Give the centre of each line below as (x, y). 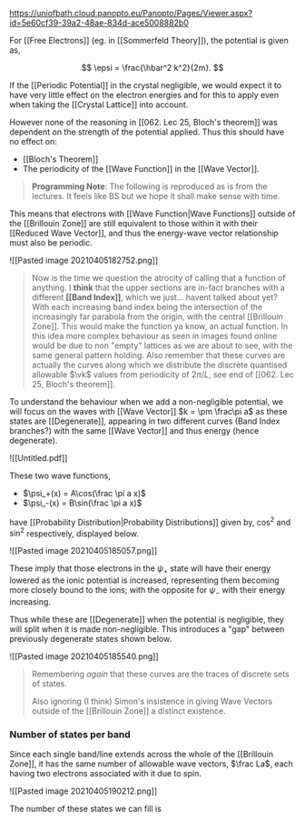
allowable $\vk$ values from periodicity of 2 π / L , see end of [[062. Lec (163, 375)
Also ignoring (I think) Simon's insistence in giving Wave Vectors (152, 701)
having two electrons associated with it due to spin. (105, 774)
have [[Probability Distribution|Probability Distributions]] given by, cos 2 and (150, 521)
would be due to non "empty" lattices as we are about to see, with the (162, 345)
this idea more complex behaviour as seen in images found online (154, 336)
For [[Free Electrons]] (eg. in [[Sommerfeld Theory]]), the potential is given (149, 40)
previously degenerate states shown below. (91, 638)
